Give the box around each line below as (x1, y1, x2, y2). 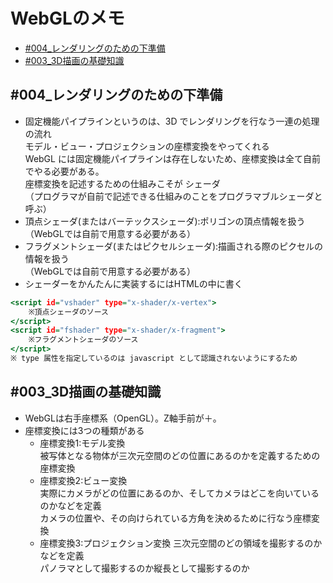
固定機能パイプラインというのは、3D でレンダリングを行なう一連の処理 (24, 115, 320, 127)
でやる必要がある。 (24, 165, 105, 177)
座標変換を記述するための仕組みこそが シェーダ (24, 177, 221, 189)
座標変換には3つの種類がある (24, 424, 145, 436)
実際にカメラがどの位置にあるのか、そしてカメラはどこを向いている (39, 487, 320, 499)
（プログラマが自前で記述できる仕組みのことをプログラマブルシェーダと (24, 190, 323, 202)
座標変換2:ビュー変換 (39, 474, 128, 486)
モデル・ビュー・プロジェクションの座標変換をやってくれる (24, 140, 270, 152)
